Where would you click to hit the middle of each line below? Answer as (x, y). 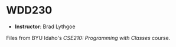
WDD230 (29, 10)
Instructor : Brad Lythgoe (45, 26)
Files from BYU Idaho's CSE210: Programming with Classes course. (88, 38)
